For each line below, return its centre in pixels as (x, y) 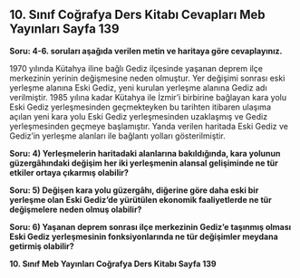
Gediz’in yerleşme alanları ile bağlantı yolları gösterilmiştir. (117, 136)
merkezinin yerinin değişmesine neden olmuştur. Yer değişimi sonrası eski (147, 78)
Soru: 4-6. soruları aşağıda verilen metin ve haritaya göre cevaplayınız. (146, 51)
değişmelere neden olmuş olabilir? (76, 209)
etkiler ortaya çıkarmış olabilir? (69, 172)
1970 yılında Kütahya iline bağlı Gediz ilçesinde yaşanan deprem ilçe (136, 68)
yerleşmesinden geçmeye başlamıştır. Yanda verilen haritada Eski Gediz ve (149, 126)
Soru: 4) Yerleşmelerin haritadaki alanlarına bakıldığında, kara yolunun (145, 153)
